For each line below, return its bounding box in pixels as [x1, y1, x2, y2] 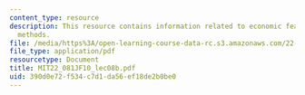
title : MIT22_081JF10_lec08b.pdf [9, 64, 136, 73]
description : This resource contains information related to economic [9, 22, 282, 31]
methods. [17, 30, 51, 39]
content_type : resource [9, 13, 100, 23]
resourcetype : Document [9, 55, 100, 64]
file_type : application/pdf [9, 47, 116, 56]
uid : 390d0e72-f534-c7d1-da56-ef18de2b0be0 [9, 72, 177, 81]
